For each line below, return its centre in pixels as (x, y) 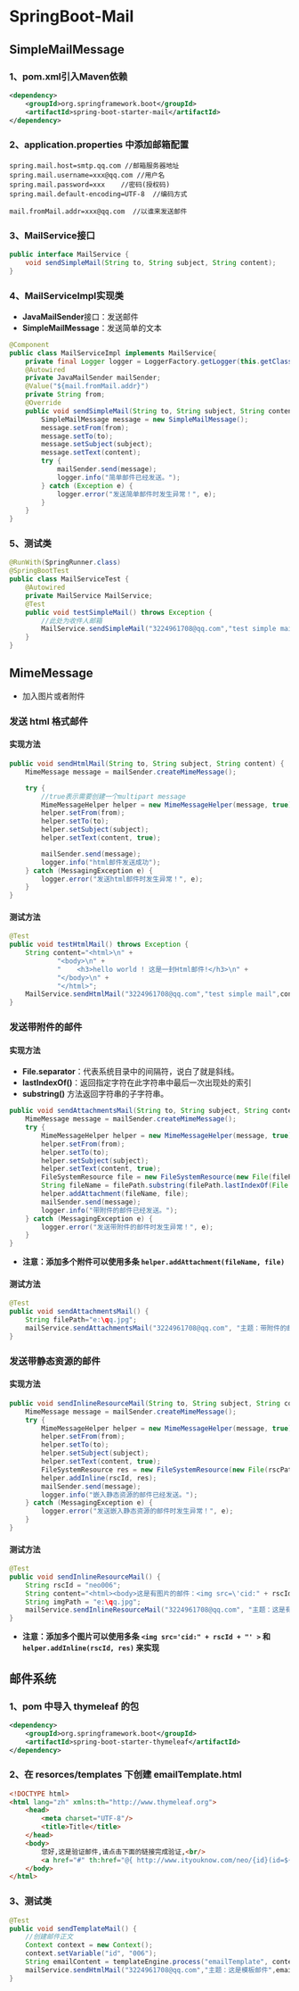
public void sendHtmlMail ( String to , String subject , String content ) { (147, 764)
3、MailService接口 (53, 236)
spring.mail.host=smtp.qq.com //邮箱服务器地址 (94, 166)
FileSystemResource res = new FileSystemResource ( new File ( (155, 1470)
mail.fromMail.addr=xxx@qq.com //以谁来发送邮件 (98, 212)
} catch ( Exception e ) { (87, 485)
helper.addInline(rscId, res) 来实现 (91, 1647)
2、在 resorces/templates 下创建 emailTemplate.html (125, 1775)
